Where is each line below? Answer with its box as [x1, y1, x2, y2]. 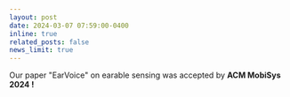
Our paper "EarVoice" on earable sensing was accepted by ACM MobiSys [9, 70, 281, 80]
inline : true [9, 29, 58, 38]
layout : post [9, 12, 58, 22]
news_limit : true [9, 46, 74, 55]
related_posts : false [9, 37, 90, 47]
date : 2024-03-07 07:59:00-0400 [9, 21, 129, 30]
